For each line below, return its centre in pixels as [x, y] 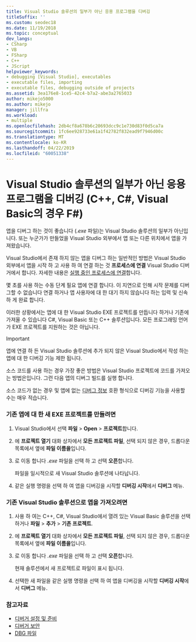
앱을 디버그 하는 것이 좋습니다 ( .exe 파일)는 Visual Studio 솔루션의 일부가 [90, 231]
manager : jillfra [27, 110]
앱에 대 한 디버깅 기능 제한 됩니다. [44, 358]
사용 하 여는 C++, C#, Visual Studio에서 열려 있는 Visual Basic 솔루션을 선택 [102, 516]
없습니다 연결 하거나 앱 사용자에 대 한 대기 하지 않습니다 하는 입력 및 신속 [106, 293]
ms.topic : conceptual [32, 33]
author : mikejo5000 [30, 99]
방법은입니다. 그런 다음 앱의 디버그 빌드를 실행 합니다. [73, 378]
